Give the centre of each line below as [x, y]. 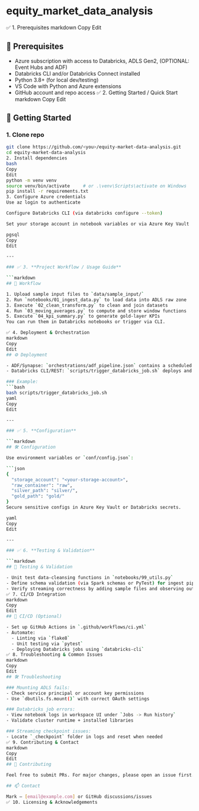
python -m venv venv [32, 180]
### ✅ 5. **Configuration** [41, 431]
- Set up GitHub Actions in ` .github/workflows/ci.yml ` [76, 627]
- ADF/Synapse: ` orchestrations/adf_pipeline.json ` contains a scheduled [99, 365]
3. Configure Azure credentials [46, 197]
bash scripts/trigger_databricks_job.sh [57, 393]
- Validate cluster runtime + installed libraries [70, 721]
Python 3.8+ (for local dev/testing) [57, 80]
